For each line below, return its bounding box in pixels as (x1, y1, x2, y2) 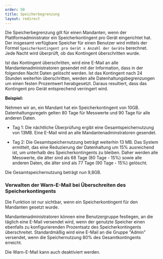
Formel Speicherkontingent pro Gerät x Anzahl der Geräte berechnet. (5, 45, 148, 51)
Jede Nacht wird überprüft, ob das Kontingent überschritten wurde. (5, 50, 140, 56)
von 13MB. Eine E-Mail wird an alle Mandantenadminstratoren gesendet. (12, 130, 157, 136)
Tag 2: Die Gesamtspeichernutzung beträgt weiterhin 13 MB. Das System (12, 139, 158, 145)
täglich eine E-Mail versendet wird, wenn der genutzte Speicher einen (5, 218, 145, 225)
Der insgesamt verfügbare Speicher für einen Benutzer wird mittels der (5, 40, 147, 46)
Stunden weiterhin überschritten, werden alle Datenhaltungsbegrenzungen (5, 75, 155, 81)
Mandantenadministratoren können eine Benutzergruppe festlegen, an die (5, 214, 153, 219)
